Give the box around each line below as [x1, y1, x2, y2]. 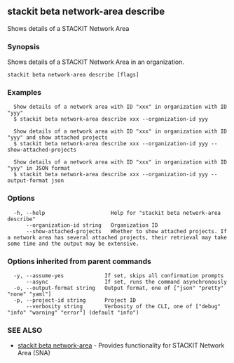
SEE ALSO [7, 325, 43, 335]
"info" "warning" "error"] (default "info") [7, 309, 139, 316]
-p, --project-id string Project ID [13, 297, 137, 304]
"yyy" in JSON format [7, 165, 71, 172]
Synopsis [7, 41, 40, 51]
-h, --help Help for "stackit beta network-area [13, 209, 221, 216]
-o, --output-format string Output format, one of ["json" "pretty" [13, 284, 224, 291]
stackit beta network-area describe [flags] [7, 72, 139, 79]
